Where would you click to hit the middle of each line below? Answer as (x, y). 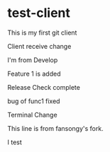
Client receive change (39, 46)
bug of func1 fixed (34, 101)
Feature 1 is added (34, 74)
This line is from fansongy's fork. (56, 128)
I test (15, 142)
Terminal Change (33, 115)
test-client (39, 13)
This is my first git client (42, 33)
